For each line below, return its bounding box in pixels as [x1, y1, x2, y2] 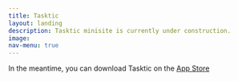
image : [8, 34, 30, 43]
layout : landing [8, 19, 63, 27]
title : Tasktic [8, 11, 59, 20]
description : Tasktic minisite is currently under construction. [8, 26, 231, 34]
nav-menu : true [8, 42, 59, 50]
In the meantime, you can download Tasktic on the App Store [8, 63, 210, 73]
